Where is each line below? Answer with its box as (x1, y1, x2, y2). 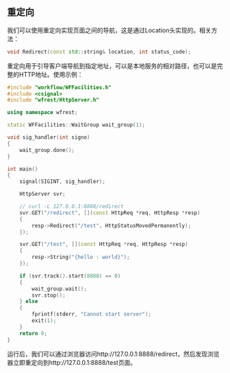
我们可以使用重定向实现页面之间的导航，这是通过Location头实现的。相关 (7, 26, 212, 34)
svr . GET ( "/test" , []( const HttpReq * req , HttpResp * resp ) (19, 241, 188, 248)
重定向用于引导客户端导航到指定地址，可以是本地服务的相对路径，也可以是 (7, 61, 217, 70)
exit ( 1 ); (31, 317, 57, 324)
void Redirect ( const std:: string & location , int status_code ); (7, 48, 192, 55)
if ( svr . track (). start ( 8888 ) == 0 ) (19, 272, 121, 280)
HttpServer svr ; (19, 191, 66, 198)
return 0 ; (19, 330, 48, 337)
